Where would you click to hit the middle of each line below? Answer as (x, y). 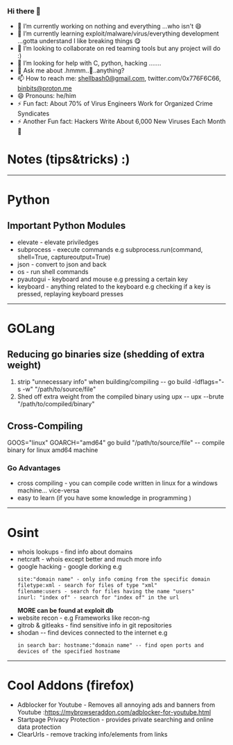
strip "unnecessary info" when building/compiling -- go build (104, 382)
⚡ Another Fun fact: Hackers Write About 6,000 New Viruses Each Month (121, 122)
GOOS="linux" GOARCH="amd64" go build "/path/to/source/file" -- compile (116, 443)
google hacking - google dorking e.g (70, 567)
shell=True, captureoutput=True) (64, 257)
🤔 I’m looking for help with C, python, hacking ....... (89, 63)
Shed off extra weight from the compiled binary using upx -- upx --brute (120, 396)
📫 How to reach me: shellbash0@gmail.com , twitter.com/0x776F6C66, (119, 79)
